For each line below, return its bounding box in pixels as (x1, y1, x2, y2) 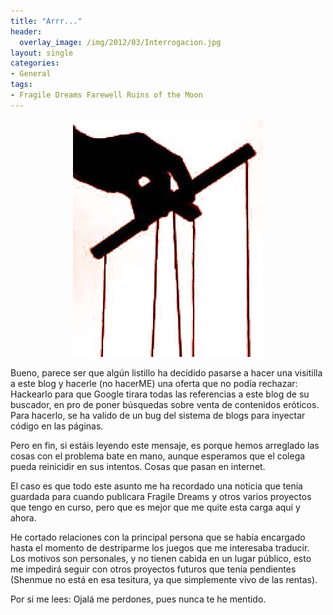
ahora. (10, 511, 37, 524)
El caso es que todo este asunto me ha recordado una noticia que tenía (10, 480, 303, 492)
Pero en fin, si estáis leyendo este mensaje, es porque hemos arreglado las (10, 439, 320, 451)
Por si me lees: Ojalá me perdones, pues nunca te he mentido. (10, 593, 267, 605)
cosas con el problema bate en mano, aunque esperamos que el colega (10, 450, 306, 462)
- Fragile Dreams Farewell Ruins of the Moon (10, 90, 203, 100)
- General (10, 69, 52, 79)
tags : (10, 80, 33, 90)
